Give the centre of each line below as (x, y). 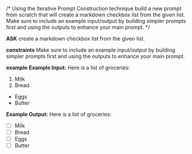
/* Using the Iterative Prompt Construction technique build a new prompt (94, 9)
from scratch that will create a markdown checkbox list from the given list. (96, 15)
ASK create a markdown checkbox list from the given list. (75, 38)
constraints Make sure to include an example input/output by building (91, 50)
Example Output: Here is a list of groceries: (59, 114)
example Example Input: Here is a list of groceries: (68, 68)
